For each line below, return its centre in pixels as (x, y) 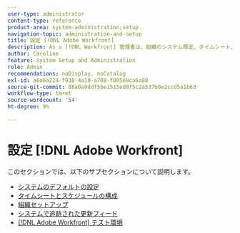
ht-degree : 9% (29, 107)
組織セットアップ (43, 204)
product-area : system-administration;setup (73, 27)
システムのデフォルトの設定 (59, 187)
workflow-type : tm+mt (40, 93)
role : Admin (25, 67)
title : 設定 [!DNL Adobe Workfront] (61, 41)
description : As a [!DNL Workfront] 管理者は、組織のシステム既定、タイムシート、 (122, 47)
